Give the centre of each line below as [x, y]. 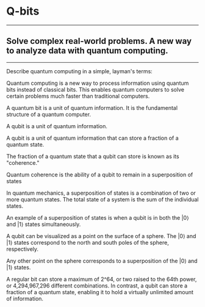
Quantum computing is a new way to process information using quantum [98, 83]
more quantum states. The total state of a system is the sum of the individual [103, 199]
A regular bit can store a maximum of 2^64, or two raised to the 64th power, [102, 279]
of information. [25, 298]
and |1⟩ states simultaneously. [44, 224]
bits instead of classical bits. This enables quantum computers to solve [95, 89]
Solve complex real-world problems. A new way [99, 41]
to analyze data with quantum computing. [88, 51]
